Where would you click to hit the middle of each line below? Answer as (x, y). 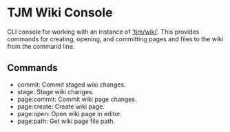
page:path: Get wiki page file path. (66, 121)
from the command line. (41, 46)
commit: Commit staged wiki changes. (71, 85)
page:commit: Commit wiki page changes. (77, 99)
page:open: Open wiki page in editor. (70, 113)
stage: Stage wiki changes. (55, 91)
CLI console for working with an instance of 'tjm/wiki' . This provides (103, 32)
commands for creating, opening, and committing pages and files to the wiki (115, 38)
